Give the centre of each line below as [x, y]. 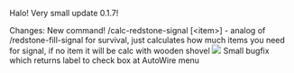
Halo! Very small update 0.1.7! [64, 13]
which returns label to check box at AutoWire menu [105, 60]
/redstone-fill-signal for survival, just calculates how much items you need [147, 40]
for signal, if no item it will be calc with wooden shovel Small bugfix [139, 50]
